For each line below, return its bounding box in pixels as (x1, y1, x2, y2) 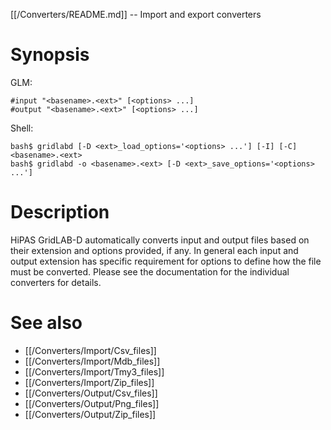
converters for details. (10, 276, 102, 288)
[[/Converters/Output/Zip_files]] (24, 408, 157, 420)
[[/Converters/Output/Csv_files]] (24, 387, 158, 399)
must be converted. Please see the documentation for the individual (10, 265, 290, 278)
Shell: (10, 122, 34, 134)
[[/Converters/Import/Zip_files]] (24, 376, 155, 388)
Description (10, 201, 110, 224)
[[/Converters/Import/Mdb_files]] (24, 355, 161, 367)
